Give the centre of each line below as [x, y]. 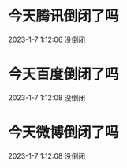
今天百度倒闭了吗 [64, 75]
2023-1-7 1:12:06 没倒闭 [47, 39]
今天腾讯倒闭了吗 [64, 16]
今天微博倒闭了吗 [64, 133]
